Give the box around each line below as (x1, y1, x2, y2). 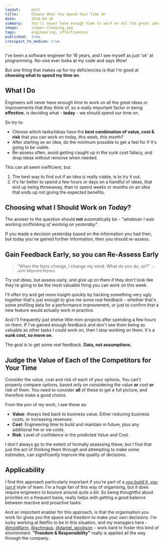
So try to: (5, 119, 24, 125)
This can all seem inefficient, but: (5, 164, 72, 170)
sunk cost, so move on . (5, 332, 53, 338)
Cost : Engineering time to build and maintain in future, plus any (12, 421, 139, 427)
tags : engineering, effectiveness (5, 30, 89, 35)
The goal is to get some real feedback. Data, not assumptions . (5, 342, 132, 348)
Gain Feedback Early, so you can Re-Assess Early (5, 250, 159, 259)
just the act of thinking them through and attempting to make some (5, 447, 140, 452)
